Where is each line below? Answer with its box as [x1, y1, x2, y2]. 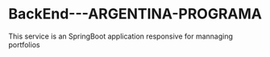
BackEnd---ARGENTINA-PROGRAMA [8, 5, 262, 23]
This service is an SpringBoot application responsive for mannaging [8, 31, 234, 41]
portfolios [8, 39, 40, 49]
